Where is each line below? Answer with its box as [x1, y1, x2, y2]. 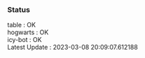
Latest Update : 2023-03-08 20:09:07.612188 [7, 43, 138, 52]
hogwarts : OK [7, 28, 49, 36]
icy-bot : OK [7, 36, 42, 44]
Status [7, 5, 30, 15]
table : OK [7, 21, 36, 29]
